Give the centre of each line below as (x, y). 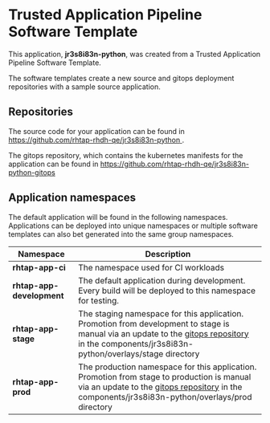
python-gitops (32, 172)
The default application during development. (162, 280)
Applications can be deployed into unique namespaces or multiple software (133, 226)
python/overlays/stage (121, 353)
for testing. (98, 300)
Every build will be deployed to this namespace (166, 291)
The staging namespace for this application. (161, 313)
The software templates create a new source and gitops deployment (121, 78)
